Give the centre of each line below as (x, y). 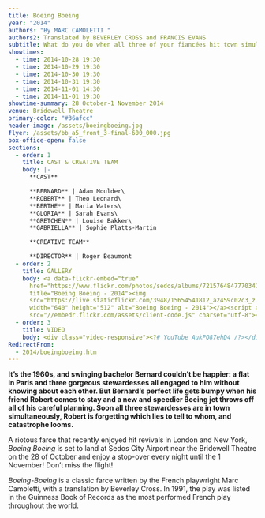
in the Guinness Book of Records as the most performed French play (119, 497)
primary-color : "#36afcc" (50, 118)
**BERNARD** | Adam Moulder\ (77, 191)
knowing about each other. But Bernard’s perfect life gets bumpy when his (132, 391)
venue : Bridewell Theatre (50, 111)
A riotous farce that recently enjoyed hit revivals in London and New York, (128, 440)
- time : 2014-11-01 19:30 (58, 96)
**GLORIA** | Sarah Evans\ (73, 213)
